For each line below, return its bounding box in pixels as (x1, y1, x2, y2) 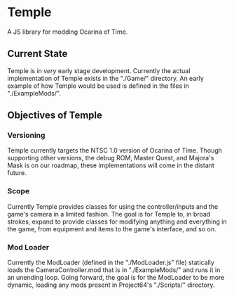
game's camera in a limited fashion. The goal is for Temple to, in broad (7, 210, 211, 218)
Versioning (7, 131, 46, 141)
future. (7, 169, 27, 177)
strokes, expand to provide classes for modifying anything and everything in (7, 217, 227, 226)
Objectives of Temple (7, 110, 103, 122)
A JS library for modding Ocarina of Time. (7, 27, 128, 36)
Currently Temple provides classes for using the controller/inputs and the (7, 202, 219, 211)
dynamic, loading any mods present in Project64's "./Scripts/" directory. (7, 281, 215, 289)
